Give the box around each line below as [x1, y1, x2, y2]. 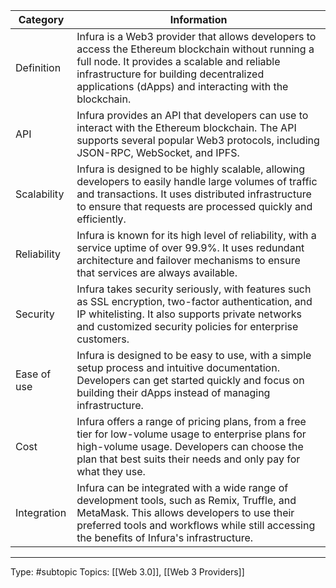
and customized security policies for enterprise [76, 320, 299, 333]
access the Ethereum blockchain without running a [76, 42, 315, 56]
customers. [76, 332, 130, 346]
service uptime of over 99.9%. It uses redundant [76, 241, 305, 254]
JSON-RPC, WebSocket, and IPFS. [76, 146, 240, 159]
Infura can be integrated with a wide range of [76, 481, 289, 494]
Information [169, 13, 228, 26]
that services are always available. [76, 266, 238, 279]
